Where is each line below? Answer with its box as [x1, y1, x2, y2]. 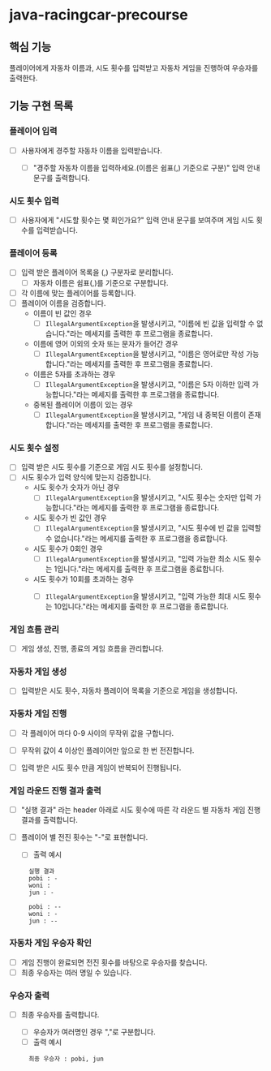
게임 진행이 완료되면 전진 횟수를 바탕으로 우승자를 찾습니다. [20, 957, 208, 967]
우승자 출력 [9, 990, 50, 1001]
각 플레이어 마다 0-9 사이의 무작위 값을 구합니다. [20, 728, 174, 738]
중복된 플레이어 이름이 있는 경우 [32, 399, 133, 409]
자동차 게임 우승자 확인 [9, 937, 92, 948]
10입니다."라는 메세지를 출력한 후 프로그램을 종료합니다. [54, 601, 230, 611]
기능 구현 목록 [9, 99, 74, 113]
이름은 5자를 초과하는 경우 [32, 369, 116, 379]
